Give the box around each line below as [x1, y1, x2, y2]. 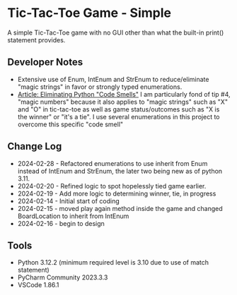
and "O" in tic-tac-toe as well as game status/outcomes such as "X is [17, 104, 220, 114]
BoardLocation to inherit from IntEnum [17, 212, 129, 220]
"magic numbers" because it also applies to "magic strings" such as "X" [17, 97, 229, 106]
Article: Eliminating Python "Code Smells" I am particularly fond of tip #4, [17, 90, 231, 98]
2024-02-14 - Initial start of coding [17, 196, 120, 205]
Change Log [7, 140, 62, 152]
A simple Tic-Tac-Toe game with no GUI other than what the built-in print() [7, 28, 224, 37]
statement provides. [7, 35, 66, 44]
